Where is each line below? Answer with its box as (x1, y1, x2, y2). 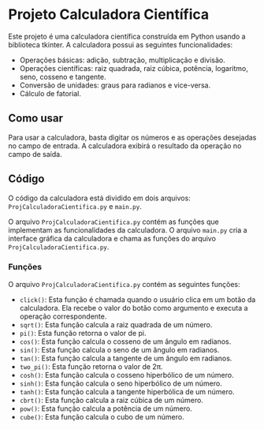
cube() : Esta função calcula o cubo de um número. (19, 412, 184, 421)
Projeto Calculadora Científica (8, 6, 210, 24)
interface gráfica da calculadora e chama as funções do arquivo (8, 233, 217, 243)
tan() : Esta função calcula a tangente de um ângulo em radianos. (19, 353, 232, 363)
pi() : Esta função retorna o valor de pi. (19, 328, 147, 338)
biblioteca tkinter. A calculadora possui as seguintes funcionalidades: (8, 39, 233, 49)
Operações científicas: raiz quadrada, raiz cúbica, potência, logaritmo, (19, 63, 248, 73)
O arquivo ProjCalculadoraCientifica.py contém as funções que (8, 217, 219, 226)
